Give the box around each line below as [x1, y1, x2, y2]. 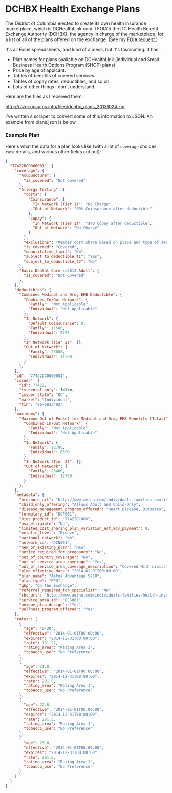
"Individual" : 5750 [28, 330, 70, 335]
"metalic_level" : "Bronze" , [18, 530, 79, 536]
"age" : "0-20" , [24, 626, 56, 631]
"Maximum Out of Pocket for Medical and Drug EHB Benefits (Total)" [18, 416, 168, 421]
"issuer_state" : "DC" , [18, 392, 68, 398]
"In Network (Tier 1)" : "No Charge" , [32, 202, 114, 207]
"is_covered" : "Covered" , [24, 244, 79, 249]
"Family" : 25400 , [28, 469, 66, 474]
